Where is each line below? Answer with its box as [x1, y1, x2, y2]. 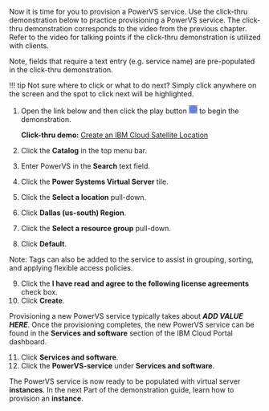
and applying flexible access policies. [9, 263, 133, 272]
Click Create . [20, 296, 65, 305]
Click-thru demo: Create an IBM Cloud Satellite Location [20, 130, 209, 140]
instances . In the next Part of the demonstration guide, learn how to [9, 385, 234, 394]
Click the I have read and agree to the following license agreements [20, 279, 250, 288]
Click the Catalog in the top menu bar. [20, 146, 148, 155]
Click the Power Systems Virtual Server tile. [20, 177, 169, 186]
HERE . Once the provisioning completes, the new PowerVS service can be [9, 320, 255, 329]
